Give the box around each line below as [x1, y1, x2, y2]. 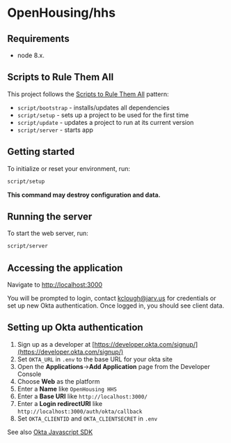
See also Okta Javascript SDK [7, 428, 93, 436]
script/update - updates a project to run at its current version [17, 118, 194, 126]
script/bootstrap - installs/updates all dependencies [17, 103, 170, 112]
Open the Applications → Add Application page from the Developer [17, 362, 211, 370]
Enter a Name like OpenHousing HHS [17, 384, 117, 393]
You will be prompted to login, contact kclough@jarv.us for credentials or [7, 294, 216, 302]
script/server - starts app [17, 126, 94, 134]
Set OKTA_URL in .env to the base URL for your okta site [17, 354, 173, 363]
